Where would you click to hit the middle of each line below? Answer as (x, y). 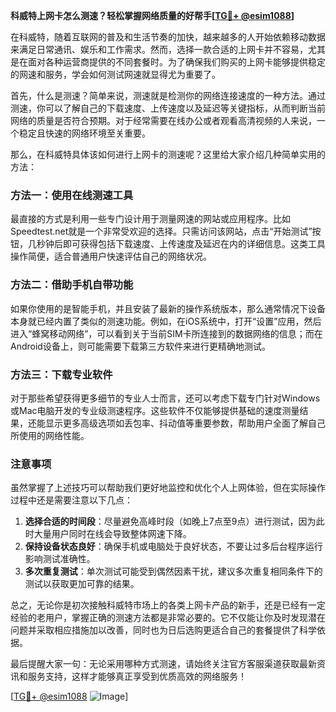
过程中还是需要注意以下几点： (71, 500)
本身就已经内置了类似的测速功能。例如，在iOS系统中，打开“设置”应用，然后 (166, 321)
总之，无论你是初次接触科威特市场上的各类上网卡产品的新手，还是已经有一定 (168, 605)
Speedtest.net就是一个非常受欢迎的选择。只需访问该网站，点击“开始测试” (161, 231)
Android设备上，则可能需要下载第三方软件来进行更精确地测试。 (140, 346)
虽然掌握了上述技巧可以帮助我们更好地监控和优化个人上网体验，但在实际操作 (168, 488)
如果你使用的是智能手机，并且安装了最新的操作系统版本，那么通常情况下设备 (168, 308)
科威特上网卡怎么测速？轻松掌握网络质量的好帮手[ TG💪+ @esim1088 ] (152, 15)
